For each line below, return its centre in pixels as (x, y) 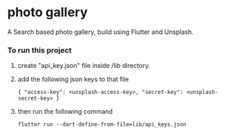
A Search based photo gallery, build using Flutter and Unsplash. (100, 32)
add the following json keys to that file (73, 79)
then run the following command (65, 112)
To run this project (40, 50)
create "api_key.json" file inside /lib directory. (84, 66)
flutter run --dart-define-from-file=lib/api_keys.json (102, 124)
